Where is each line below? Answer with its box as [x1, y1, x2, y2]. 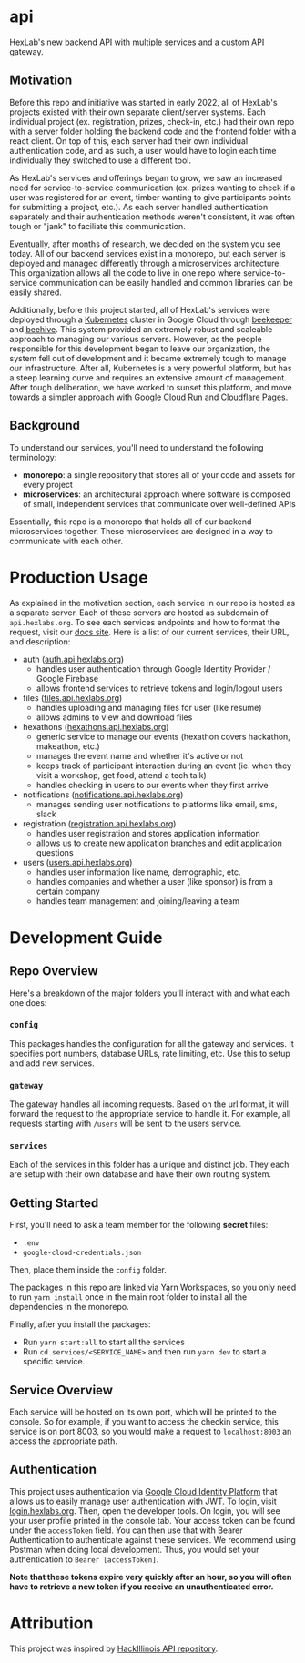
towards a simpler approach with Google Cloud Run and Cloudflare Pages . [9, 391, 289, 402]
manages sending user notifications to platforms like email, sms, [36, 798, 278, 809]
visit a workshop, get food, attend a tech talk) [36, 769, 207, 780]
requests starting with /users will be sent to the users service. [9, 1118, 242, 1130]
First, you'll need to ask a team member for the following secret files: [9, 1220, 269, 1231]
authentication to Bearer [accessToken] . [9, 1554, 159, 1565]
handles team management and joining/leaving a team [36, 895, 239, 907]
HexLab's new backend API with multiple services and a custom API [9, 36, 265, 47]
